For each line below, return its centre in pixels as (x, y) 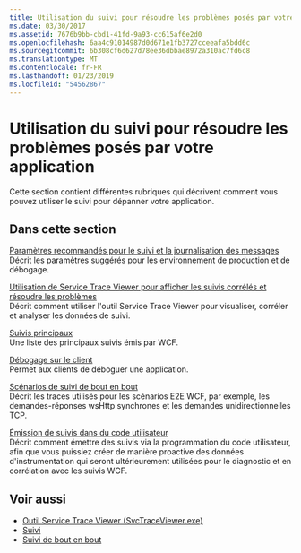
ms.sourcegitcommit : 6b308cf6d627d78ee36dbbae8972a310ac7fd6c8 (130, 51)
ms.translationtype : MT (54, 59)
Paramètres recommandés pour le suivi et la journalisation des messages (144, 251)
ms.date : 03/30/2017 (48, 26)
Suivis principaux (41, 333)
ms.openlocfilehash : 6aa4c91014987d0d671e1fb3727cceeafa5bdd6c (130, 43)
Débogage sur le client (51, 360)
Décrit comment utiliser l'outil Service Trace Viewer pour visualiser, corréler (149, 307)
